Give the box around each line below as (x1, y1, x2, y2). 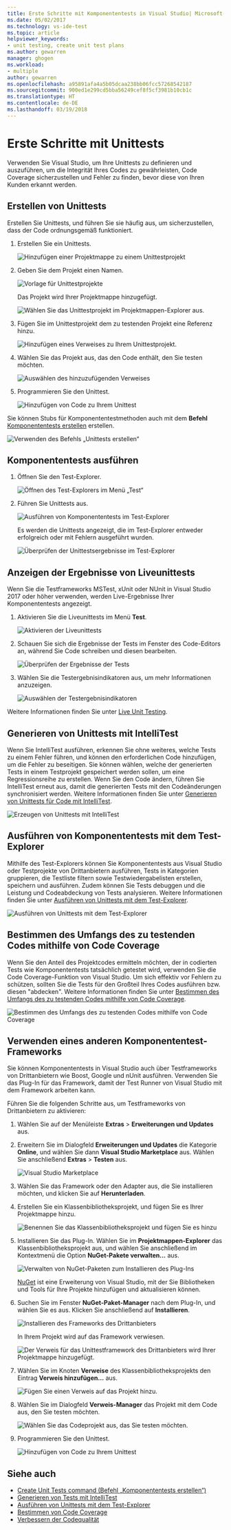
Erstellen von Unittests (7, 200, 107, 212)
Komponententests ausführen (7, 454, 139, 466)
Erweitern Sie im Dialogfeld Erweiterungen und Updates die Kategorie (16, 1140, 217, 1149)
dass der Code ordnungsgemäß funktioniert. (7, 226, 133, 234)
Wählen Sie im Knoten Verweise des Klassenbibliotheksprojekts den (16, 1367, 211, 1375)
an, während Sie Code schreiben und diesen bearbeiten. (16, 647, 177, 655)
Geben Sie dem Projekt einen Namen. (16, 266, 124, 274)
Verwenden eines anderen (7, 1035, 122, 1047)
